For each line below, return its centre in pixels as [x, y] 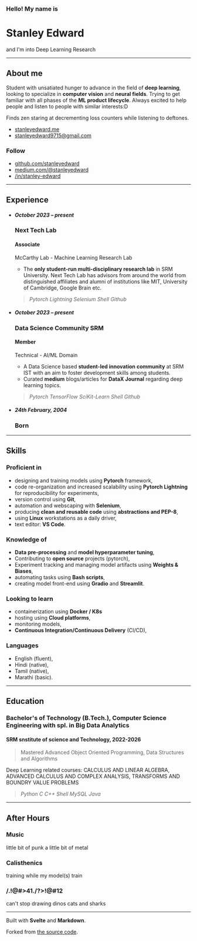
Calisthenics [24, 863]
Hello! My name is [32, 9]
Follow [16, 151]
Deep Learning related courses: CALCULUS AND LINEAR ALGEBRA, [88, 770]
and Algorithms [39, 759]
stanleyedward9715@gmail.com [53, 135]
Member [25, 342]
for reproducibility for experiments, [57, 493]
